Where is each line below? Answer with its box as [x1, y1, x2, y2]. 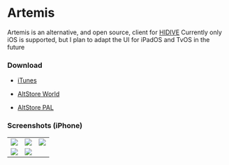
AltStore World [17, 89, 60, 99]
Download [7, 60, 43, 70]
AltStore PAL [17, 103, 54, 112]
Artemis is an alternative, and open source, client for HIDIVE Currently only [7, 28, 222, 36]
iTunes [17, 76, 37, 85]
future [7, 43, 25, 51]
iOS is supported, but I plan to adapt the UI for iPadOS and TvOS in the [7, 35, 210, 43]
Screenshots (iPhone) [7, 121, 82, 131]
